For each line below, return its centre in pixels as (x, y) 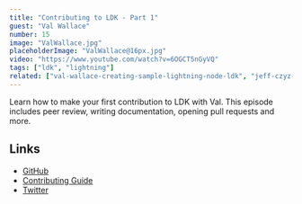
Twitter (36, 190)
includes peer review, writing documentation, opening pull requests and (142, 111)
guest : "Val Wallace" (50, 26)
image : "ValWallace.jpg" (56, 43)
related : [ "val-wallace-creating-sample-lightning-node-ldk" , (128, 76)
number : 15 (30, 34)
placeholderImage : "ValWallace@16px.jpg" (88, 51)
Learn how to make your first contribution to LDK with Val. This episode (142, 102)
